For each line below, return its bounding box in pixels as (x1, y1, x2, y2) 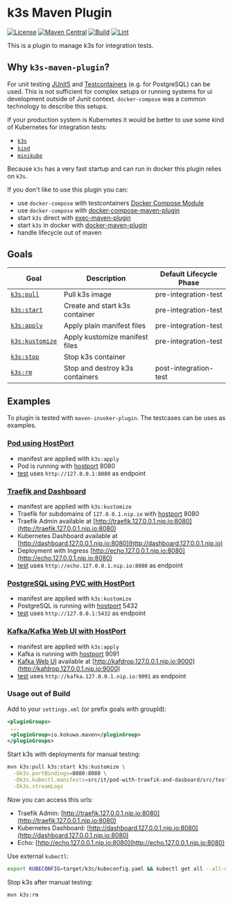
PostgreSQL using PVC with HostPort (7, 578, 135, 588)
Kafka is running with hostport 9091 (17, 649, 119, 658)
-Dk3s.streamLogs (13, 782, 64, 789)
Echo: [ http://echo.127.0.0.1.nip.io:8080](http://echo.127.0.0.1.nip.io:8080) (17, 838, 225, 846)
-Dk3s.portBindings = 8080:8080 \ (13, 770, 107, 777)
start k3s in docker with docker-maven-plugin (17, 221, 148, 229)
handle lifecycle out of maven (17, 228, 102, 237)
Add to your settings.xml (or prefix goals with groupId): (7, 705, 167, 713)
